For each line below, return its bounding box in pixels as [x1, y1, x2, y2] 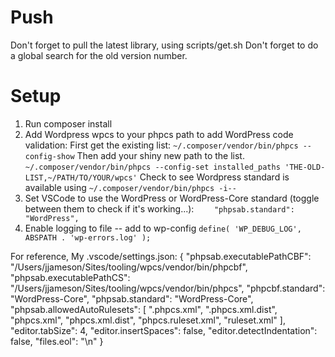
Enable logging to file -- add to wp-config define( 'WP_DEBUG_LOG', [24, 222, 302, 234]
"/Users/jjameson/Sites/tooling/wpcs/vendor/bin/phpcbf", [10, 261, 248, 273]
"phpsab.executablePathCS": [10, 271, 131, 283]
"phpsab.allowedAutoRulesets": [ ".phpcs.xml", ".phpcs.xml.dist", [10, 303, 278, 315]
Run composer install [24, 117, 113, 130]
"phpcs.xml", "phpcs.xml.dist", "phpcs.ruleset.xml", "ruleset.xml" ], [10, 314, 286, 326]
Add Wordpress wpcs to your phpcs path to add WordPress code [24, 128, 294, 140]
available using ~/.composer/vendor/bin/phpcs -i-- [24, 181, 237, 193]
